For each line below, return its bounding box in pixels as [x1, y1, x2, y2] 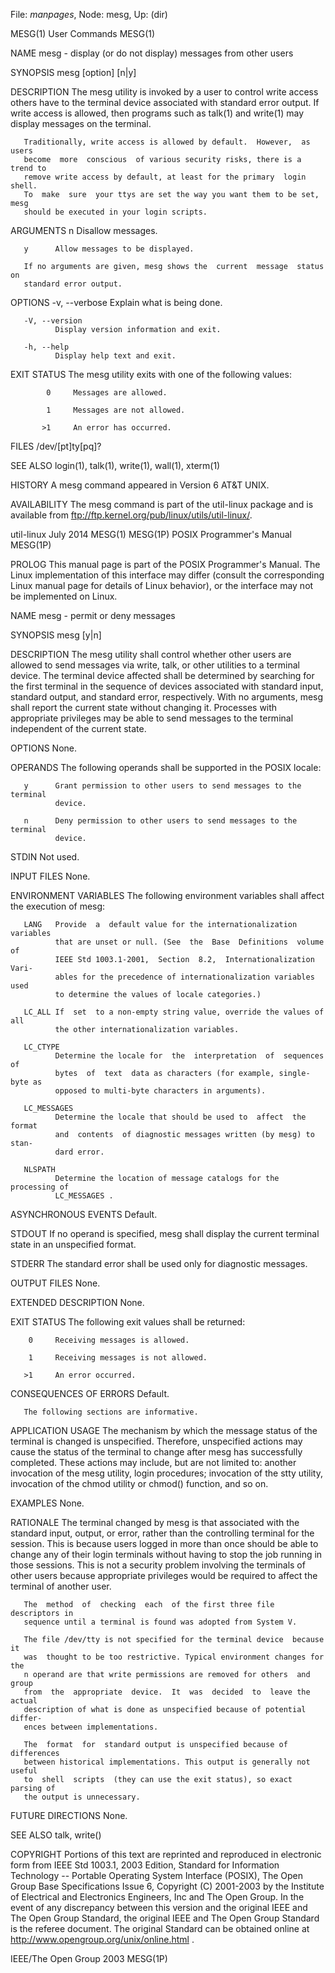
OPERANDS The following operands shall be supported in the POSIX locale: [10, 762, 322, 773]
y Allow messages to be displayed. [23, 244, 195, 254]
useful [10, 1766, 38, 1776]
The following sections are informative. [23, 1407, 199, 1417]
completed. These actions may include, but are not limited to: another [10, 1457, 297, 1468]
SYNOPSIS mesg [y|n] [10, 629, 102, 641]
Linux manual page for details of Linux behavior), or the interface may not [10, 580, 314, 591]
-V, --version [23, 316, 83, 326]
